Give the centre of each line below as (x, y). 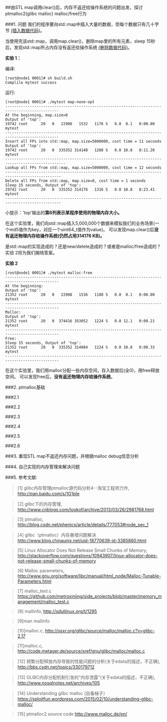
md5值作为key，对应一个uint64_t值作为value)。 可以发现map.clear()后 (82, 230)
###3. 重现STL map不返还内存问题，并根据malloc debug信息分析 (72, 456)
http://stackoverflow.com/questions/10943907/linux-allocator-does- (87, 556)
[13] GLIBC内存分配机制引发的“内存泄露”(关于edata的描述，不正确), (86, 677)
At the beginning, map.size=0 (37, 115)
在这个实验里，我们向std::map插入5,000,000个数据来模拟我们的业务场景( (80, 223)
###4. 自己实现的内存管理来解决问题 (43, 467)
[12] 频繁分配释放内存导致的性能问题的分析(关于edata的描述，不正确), (89, 661)
